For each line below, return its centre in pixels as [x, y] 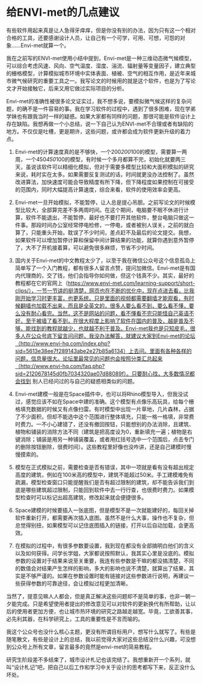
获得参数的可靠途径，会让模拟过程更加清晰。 [75, 583]
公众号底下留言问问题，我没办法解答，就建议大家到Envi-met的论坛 [113, 336]
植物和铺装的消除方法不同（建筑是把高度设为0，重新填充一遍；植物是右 [103, 432]
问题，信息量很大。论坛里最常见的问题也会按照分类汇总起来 [89, 358]
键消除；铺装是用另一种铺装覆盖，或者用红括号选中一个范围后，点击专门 [104, 439]
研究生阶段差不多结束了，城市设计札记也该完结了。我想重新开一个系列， [96, 659]
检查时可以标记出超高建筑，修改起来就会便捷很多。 [84, 497]
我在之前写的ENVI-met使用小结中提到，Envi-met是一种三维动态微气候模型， [101, 58]
